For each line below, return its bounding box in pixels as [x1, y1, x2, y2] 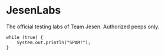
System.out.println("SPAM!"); [16, 39, 91, 45]
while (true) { [6, 34, 44, 40]
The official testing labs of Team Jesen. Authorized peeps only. [6, 23, 160, 30]
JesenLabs [6, 4, 61, 17]
